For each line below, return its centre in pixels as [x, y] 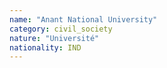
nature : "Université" [54, 38]
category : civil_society [61, 29]
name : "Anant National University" [83, 19]
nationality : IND [45, 47]
